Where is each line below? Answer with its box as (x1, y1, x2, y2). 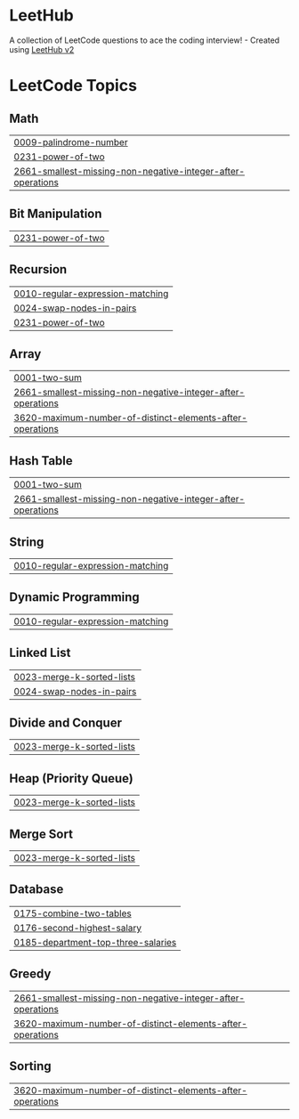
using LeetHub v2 (9, 44, 75, 54)
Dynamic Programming (9, 589, 140, 605)
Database (9, 882, 64, 897)
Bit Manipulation (9, 207, 102, 222)
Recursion (9, 262, 68, 277)
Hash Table (9, 453, 73, 468)
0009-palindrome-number (13, 135, 128, 148)
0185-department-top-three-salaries (13, 936, 177, 948)
